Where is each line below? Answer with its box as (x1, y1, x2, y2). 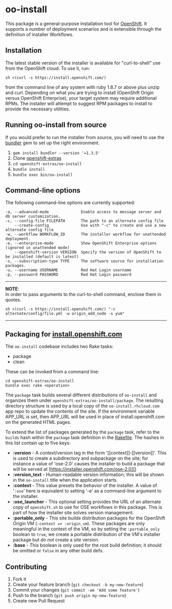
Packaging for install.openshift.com (5, 330, 122, 339)
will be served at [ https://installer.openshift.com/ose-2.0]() (12, 466, 137, 472)
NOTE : (5, 286, 19, 292)
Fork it (12, 576, 27, 582)
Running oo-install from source (5, 121, 107, 129)
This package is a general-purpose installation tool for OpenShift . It (5, 20, 147, 27)
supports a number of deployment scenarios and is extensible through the (5, 26, 162, 32)
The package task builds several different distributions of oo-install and (5, 392, 157, 398)
